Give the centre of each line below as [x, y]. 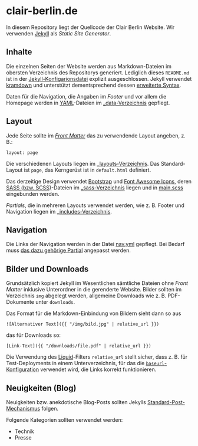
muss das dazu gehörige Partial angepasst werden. [68, 250]
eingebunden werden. [33, 194]
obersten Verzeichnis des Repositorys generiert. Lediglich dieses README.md [98, 73]
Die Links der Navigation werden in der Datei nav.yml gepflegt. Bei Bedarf [95, 244]
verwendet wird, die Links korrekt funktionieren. [98, 369]
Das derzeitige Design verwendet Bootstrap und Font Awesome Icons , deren [99, 181]
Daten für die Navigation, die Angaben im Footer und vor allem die [86, 96]
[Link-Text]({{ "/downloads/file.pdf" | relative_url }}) [79, 346]
